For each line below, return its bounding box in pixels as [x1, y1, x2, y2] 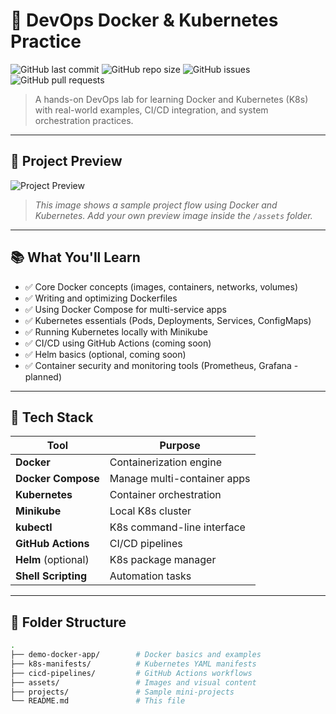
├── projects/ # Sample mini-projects [10, 687, 235, 697]
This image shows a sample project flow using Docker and [34, 199, 278, 211]
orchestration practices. [34, 114, 134, 126]
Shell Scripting [15, 569, 88, 583]
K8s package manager [109, 553, 217, 567]
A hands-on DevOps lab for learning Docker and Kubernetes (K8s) [34, 93, 309, 105]
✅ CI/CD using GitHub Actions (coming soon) [24, 337, 212, 349]
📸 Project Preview [10, 153, 123, 170]
